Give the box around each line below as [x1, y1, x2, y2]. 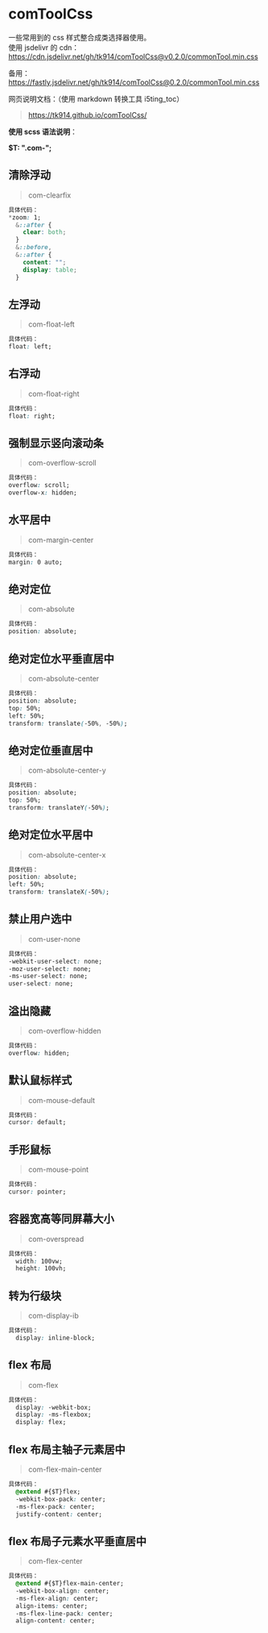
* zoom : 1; [8, 213, 42, 222]
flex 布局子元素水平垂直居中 [8, 1534, 147, 1548]
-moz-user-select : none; [8, 964, 92, 973]
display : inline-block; [15, 1334, 95, 1342]
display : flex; [15, 1418, 67, 1427]
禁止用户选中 [8, 912, 72, 926]
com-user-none [27, 934, 80, 944]
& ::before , [15, 244, 52, 252]
